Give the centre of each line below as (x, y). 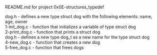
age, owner (16, 22)
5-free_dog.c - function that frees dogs (44, 47)
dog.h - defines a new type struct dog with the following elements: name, (79, 16)
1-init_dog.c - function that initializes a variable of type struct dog (70, 27)
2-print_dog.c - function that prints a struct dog (53, 32)
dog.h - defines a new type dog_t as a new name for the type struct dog (77, 37)
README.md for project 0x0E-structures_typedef (55, 7)
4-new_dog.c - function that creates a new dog (53, 42)
